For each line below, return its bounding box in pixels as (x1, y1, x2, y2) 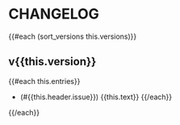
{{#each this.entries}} (8, 76, 81, 85)
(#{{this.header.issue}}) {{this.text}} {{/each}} (19, 92, 173, 102)
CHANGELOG (8, 5, 99, 23)
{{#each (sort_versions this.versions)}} (8, 31, 137, 41)
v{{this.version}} (8, 55, 97, 69)
